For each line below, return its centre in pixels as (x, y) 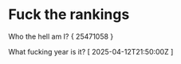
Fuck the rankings (69, 15)
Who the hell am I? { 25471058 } (61, 36)
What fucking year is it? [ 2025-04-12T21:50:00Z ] (91, 51)
